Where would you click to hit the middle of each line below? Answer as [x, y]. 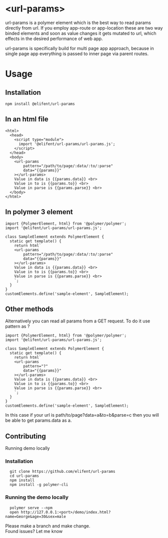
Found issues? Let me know [34, 531]
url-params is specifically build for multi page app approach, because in [79, 48]
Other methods [29, 309]
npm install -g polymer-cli [39, 485]
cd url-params [24, 476]
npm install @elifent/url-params [40, 104]
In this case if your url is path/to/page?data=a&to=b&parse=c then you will [82, 415]
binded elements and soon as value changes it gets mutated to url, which [81, 33]
